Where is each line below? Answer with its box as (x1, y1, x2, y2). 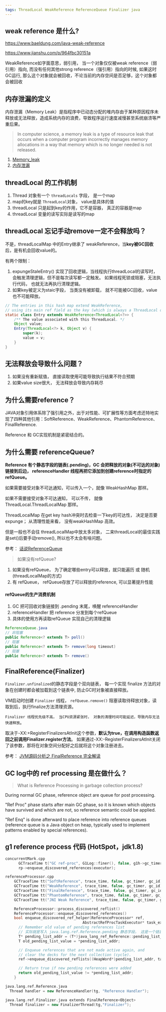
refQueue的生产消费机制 (5, 591, 56, 597)
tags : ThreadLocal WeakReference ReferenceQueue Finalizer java (5, 7, 140, 12)
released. (17, 147, 37, 153)
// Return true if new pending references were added (18, 966, 132, 971)
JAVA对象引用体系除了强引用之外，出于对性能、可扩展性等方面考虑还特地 (5, 410, 155, 416)
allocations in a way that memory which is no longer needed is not (17, 142, 152, 148)
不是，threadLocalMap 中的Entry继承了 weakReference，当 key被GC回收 (5, 241, 154, 247)
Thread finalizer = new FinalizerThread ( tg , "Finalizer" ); (9, 1002, 132, 1007)
